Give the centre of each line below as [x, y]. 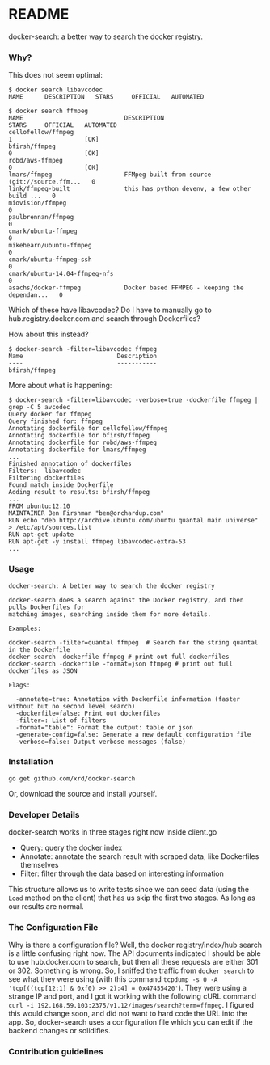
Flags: [19, 685]
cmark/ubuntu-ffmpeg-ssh [50, 260]
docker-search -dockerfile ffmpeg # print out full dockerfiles [119, 657]
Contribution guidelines [56, 1052]
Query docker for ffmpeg [50, 414]
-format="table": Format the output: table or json [105, 727]
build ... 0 [32, 196]
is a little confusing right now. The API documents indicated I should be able [135, 953]
